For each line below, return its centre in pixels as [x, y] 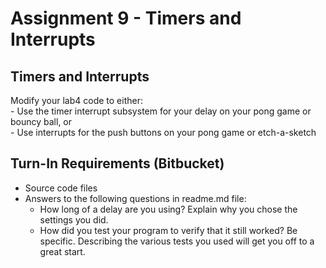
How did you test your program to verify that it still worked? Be [168, 230]
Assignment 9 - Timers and [126, 18]
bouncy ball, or [41, 121]
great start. [62, 251]
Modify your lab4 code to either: [76, 100]
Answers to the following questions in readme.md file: [135, 198]
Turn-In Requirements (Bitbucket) [117, 163]
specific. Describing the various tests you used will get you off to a [177, 241]
